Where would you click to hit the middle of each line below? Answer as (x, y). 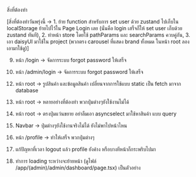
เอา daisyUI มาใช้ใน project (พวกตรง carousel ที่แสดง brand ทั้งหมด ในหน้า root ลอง (98, 41)
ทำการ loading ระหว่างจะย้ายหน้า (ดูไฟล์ (56, 161)
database (27, 90)
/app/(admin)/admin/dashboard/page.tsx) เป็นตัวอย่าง (78, 168)
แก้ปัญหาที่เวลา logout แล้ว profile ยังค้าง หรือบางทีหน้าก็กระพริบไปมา (86, 149)
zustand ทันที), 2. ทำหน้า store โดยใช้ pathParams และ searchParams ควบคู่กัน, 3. (98, 35)
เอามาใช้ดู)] (18, 48)
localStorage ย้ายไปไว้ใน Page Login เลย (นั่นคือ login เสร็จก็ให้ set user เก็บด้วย (94, 28)
